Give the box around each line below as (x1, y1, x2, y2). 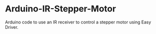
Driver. (5, 24, 19, 30)
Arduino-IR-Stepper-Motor (5, 3, 116, 14)
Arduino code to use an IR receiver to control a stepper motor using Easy (5, 19, 151, 25)
